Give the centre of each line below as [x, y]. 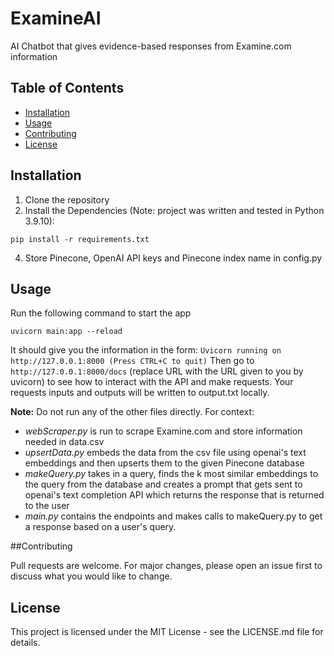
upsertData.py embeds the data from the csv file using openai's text [165, 453]
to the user [47, 506]
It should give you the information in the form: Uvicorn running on [146, 350]
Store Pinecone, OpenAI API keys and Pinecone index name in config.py [173, 258]
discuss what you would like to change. [91, 576]
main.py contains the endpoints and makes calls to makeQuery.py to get [173, 516]
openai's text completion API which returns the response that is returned [174, 495]
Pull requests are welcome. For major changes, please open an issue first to [166, 566]
